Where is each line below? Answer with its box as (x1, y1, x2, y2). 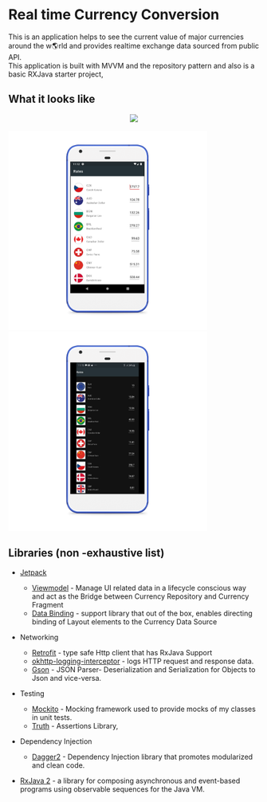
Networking (19, 632, 59, 642)
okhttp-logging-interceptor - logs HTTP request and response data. (31, 656, 254, 666)
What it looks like (8, 92, 96, 106)
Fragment (31, 600, 64, 609)
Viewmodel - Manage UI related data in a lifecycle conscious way (31, 583, 247, 592)
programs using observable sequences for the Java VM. (19, 784, 205, 794)
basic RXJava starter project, (8, 69, 104, 79)
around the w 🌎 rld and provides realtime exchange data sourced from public (8, 41, 260, 50)
